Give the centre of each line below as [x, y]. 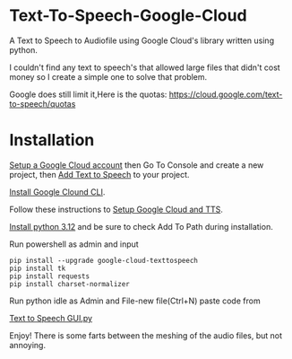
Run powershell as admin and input [74, 244]
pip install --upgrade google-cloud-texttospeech [104, 260]
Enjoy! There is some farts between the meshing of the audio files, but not [146, 335]
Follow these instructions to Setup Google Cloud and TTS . [116, 209]
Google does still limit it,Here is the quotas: [88, 94]
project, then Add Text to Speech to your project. [99, 174]
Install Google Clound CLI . [57, 192]
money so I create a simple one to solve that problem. [108, 76]
